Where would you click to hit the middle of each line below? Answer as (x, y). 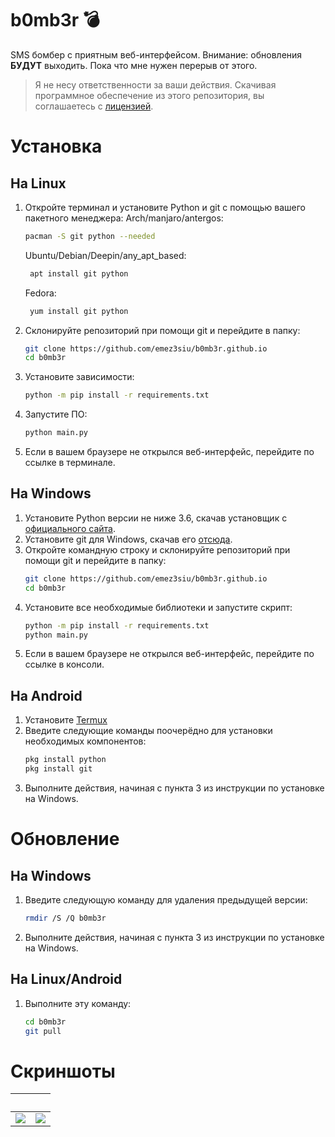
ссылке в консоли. (64, 664)
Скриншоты (63, 1071)
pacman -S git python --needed (90, 236)
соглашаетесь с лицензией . (94, 106)
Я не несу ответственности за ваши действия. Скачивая (155, 84)
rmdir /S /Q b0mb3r (65, 918)
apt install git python (79, 273)
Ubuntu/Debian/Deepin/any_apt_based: (105, 255)
